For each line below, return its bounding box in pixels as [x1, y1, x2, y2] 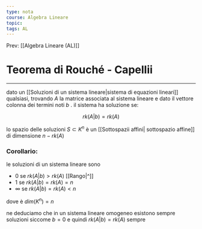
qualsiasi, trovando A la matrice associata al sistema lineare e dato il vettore [6, 95, 194, 102]
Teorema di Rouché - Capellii [6, 63, 153, 77]
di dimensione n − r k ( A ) [6, 132, 64, 139]
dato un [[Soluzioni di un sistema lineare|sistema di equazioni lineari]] [6, 88, 179, 96]
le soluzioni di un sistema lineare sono [6, 160, 101, 168]
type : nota [6, 8, 34, 15]
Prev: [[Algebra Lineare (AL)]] [6, 42, 80, 49]
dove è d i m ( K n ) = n [6, 197, 54, 205]
